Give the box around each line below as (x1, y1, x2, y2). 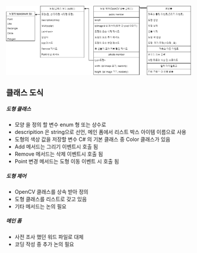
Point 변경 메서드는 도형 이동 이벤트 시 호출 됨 (14, 157, 119, 164)
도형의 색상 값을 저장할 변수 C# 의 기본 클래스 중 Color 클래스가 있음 (14, 136, 171, 143)
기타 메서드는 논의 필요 (14, 203, 67, 210)
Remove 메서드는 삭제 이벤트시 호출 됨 (14, 150, 104, 157)
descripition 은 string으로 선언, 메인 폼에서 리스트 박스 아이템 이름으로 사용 (14, 128, 186, 135)
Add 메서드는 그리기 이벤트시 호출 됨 (14, 143, 98, 150)
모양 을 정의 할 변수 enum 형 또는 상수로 (14, 121, 107, 128)
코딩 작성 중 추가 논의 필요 (14, 241, 74, 248)
